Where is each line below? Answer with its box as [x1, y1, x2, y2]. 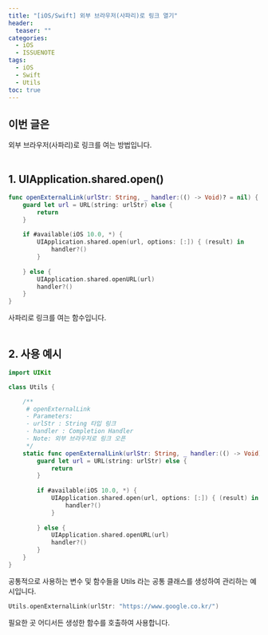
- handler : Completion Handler [26, 427, 134, 435]
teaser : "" [15, 26, 52, 34]
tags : [8, 57, 26, 65]
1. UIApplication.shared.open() [8, 173, 164, 186]
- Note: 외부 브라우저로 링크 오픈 [26, 435, 126, 443]
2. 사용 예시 [8, 347, 62, 360]
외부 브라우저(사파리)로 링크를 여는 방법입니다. [8, 141, 152, 150]
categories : [8, 34, 48, 42]
